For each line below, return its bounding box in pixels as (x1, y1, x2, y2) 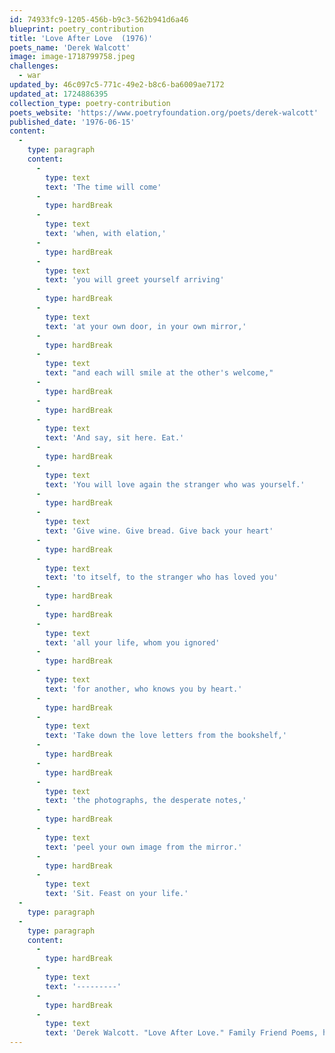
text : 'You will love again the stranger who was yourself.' (45, 479, 306, 490)
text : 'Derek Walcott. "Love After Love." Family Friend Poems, (45, 1028, 319, 1038)
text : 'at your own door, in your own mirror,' (45, 321, 247, 331)
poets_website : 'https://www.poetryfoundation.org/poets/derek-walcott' (9, 107, 319, 118)
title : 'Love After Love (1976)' (9, 33, 154, 43)
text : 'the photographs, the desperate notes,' (45, 796, 247, 806)
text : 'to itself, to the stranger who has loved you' (45, 572, 279, 583)
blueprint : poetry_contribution (9, 24, 144, 34)
